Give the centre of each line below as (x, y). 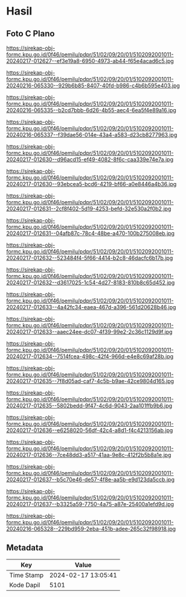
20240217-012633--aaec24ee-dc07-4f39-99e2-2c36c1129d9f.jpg (89, 332)
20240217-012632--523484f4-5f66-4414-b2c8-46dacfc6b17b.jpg (90, 258)
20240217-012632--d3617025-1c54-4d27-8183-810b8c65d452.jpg (91, 282)
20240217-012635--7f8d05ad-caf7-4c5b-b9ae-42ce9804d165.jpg (90, 381)
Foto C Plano (30, 34)
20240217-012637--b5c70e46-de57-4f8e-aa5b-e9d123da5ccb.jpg (91, 479)
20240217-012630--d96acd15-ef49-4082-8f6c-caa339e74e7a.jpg (90, 159)
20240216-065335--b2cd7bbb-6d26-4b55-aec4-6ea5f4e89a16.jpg (91, 110)
